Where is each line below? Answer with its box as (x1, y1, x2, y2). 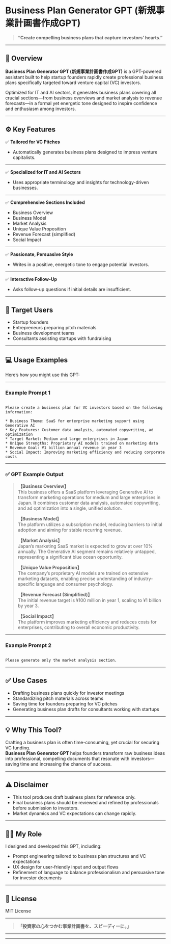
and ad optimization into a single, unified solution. (17, 505, 122, 511)
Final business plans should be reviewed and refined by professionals (12, 799, 159, 805)
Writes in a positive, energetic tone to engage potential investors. (12, 261, 149, 268)
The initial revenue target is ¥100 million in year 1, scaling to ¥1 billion (17, 597, 161, 603)
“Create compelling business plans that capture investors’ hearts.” (17, 34, 163, 41)
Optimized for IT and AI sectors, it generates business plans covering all (5, 89, 156, 95)
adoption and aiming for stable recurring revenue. (17, 527, 122, 533)
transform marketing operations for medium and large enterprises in (17, 494, 161, 500)
